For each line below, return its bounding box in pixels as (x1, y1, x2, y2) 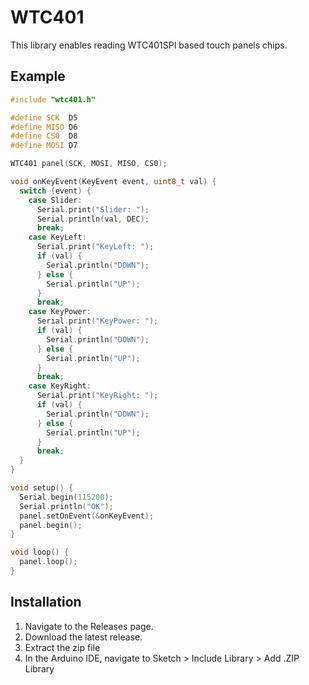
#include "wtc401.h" (10, 94, 97, 105)
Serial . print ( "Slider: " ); (36, 204, 150, 215)
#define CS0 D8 (10, 131, 78, 141)
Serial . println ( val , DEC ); (36, 214, 150, 224)
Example (10, 68, 66, 85)
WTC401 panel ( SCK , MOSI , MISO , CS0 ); (10, 159, 168, 169)
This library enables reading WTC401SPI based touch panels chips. (10, 39, 288, 51)
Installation (10, 594, 82, 611)
